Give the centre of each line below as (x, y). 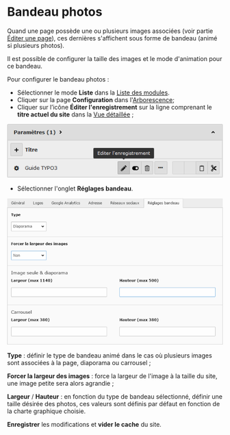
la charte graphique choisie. (47, 411)
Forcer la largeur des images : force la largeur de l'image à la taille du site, (112, 376)
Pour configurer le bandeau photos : (58, 79)
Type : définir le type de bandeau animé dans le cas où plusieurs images (110, 356)
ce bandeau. (25, 66)
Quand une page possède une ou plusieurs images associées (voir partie (110, 31)
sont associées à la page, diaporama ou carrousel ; (79, 363)
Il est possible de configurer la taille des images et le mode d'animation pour (115, 58)
